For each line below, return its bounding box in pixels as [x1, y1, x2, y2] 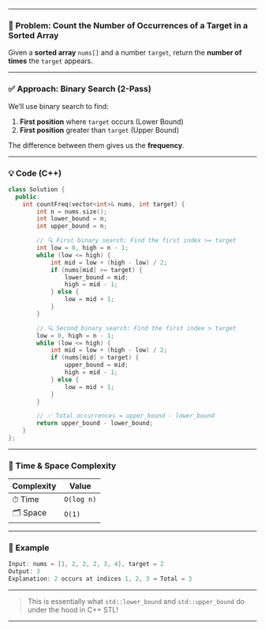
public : [15, 193, 41, 201]
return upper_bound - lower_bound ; [36, 420, 154, 428]
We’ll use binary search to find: [8, 101, 109, 111]
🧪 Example [8, 542, 50, 553]
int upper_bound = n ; [36, 222, 108, 230]
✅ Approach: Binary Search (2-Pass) [8, 84, 151, 95]
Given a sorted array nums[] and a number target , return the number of [8, 48, 242, 58]
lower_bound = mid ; [64, 274, 129, 281]
